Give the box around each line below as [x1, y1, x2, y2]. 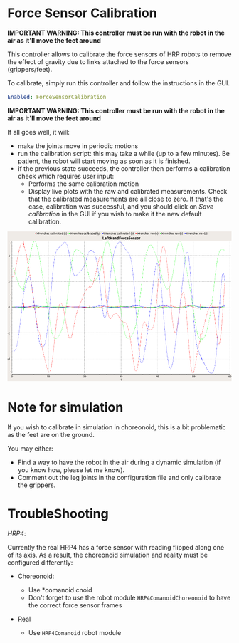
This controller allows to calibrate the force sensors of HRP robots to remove [7, 50, 232, 58]
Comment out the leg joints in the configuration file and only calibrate [17, 473, 221, 481]
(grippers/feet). [7, 65, 53, 73]
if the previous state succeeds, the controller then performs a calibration [17, 164, 230, 172]
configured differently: [7, 558, 73, 567]
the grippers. [17, 481, 56, 489]
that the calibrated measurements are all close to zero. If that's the [28, 194, 223, 203]
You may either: [7, 444, 53, 453]
